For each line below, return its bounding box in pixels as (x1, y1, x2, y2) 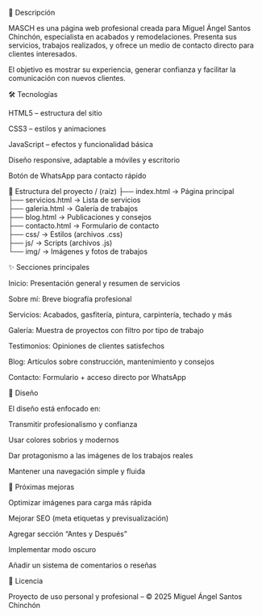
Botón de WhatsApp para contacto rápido (8, 171, 147, 180)
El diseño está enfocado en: (8, 404, 101, 413)
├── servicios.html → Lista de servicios (8, 195, 141, 205)
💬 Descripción (8, 8, 56, 17)
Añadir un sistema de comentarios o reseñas (8, 560, 157, 570)
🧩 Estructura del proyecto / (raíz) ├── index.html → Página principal (8, 187, 235, 196)
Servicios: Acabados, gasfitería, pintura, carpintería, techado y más (8, 310, 232, 319)
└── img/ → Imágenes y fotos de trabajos (8, 247, 148, 256)
